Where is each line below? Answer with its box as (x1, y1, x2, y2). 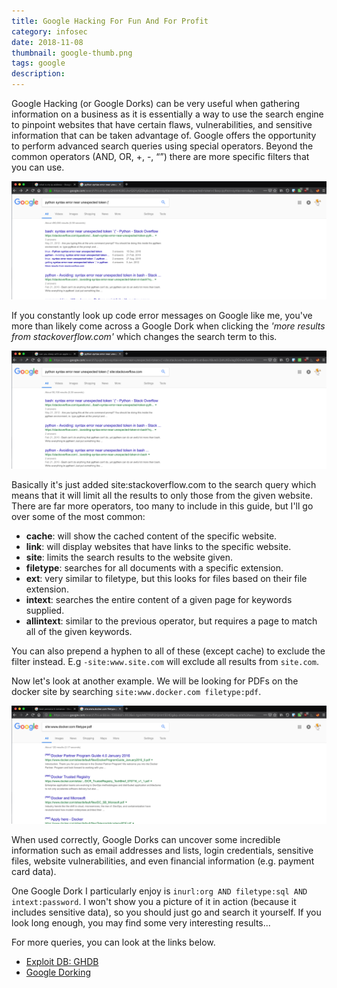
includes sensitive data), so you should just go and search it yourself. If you (11, 906, 322, 918)
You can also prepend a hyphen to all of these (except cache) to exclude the (11, 645, 326, 657)
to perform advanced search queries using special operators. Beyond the (11, 140, 314, 152)
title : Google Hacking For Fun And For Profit (11, 16, 209, 26)
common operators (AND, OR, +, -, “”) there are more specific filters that (11, 151, 310, 162)
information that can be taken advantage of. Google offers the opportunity (11, 130, 317, 141)
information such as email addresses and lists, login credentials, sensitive (11, 845, 314, 856)
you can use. (11, 161, 65, 173)
